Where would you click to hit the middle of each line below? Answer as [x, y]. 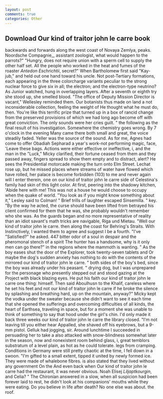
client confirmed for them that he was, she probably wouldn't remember [77, 211]
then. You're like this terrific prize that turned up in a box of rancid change [79, 112]
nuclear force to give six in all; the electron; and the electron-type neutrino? [81, 86]
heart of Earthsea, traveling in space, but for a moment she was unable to [79, 309]
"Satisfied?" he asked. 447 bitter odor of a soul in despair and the [71, 237]
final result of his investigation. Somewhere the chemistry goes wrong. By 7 [81, 128]
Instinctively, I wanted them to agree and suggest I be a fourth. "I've [73, 232]
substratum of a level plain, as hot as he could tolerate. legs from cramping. [81, 346]
